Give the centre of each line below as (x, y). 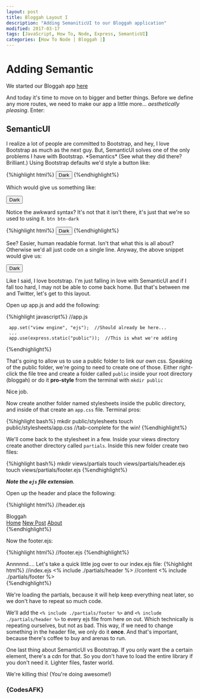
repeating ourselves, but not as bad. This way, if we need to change (90, 625)
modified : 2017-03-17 (33, 28)
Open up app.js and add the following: (53, 305)
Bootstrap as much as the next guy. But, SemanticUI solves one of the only (98, 150)
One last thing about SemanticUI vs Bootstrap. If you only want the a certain (99, 650)
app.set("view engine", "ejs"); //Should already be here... (88, 327)
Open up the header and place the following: (61, 493)
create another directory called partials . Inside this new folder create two (97, 445)
